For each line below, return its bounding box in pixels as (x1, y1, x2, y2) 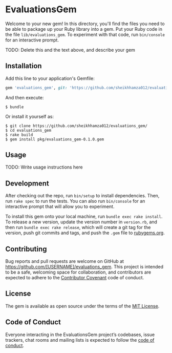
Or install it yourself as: (5, 113, 54, 119)
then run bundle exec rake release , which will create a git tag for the (5, 224, 151, 231)
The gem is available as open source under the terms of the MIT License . (5, 303, 160, 309)
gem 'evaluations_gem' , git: (5, 85, 68, 90)
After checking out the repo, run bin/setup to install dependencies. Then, (5, 193, 160, 199)
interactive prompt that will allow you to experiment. (5, 203, 115, 210)
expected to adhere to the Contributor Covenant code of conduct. (5, 275, 144, 281)
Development (5, 179, 50, 188)
